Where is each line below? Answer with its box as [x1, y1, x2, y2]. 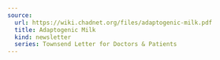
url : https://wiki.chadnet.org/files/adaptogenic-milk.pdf [14, 19, 213, 26]
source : [7, 11, 33, 19]
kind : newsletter [14, 33, 72, 41]
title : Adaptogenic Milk [14, 26, 96, 34]
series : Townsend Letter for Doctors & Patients [14, 41, 177, 48]
